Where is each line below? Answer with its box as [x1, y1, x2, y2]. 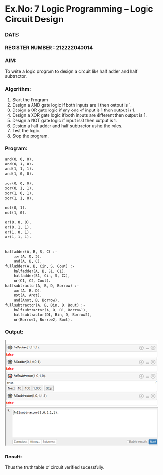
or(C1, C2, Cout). [14, 278, 51, 283]
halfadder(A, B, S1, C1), [14, 269, 66, 274]
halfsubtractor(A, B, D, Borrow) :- [5, 283, 79, 288]
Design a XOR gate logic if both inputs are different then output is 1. [12, 112, 147, 118]
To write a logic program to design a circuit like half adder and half [5, 68, 138, 74]
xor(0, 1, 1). [5, 186, 34, 191]
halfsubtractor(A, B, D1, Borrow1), [14, 308, 88, 312]
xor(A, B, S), [14, 254, 42, 259]
